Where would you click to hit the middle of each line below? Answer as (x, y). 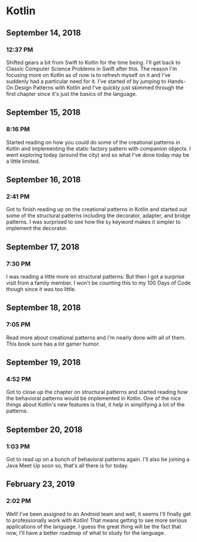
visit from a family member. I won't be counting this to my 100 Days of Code (98, 283)
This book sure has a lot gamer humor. (53, 344)
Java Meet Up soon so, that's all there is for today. (67, 465)
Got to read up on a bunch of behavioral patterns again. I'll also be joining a (98, 459)
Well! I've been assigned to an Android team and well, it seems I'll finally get (98, 514)
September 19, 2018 (43, 362)
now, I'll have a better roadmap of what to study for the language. (86, 533)
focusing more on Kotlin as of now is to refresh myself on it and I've (88, 75)
